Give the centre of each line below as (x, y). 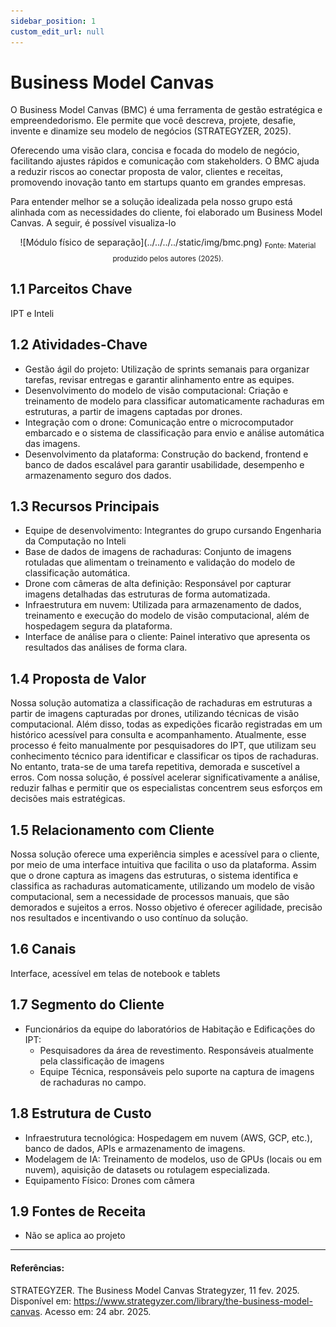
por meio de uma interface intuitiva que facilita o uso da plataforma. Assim (163, 865)
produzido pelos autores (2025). (168, 259)
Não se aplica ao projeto (75, 1236)
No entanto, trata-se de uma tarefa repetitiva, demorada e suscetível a (155, 767)
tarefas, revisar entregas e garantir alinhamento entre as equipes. (159, 379)
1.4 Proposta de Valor (78, 678)
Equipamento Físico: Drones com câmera (109, 1180)
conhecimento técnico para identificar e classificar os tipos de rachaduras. (164, 756)
